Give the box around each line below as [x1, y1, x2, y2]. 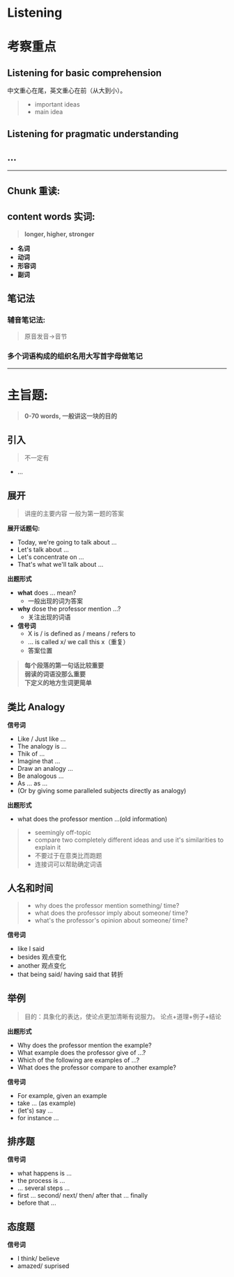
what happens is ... [17, 1169, 72, 1177]
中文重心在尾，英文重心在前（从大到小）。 [7, 86, 127, 95]
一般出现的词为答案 [27, 597, 84, 605]
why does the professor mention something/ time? [34, 901, 180, 909]
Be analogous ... [17, 771, 64, 780]
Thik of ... [17, 749, 45, 758]
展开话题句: [7, 524, 40, 533]
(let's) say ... [17, 1106, 54, 1115]
